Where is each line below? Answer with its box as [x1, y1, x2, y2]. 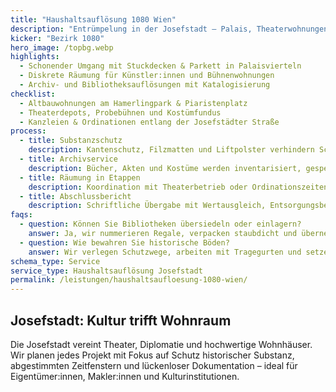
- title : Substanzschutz [19, 136, 123, 146]
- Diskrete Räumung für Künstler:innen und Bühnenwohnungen [19, 71, 275, 81]
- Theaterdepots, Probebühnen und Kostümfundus [19, 107, 222, 118]
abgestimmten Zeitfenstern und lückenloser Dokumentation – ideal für [10, 359, 298, 371]
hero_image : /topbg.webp [10, 42, 114, 53]
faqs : [10, 210, 33, 220]
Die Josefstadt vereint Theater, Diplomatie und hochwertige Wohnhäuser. [10, 338, 313, 350]
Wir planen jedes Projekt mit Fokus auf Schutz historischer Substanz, [10, 349, 295, 361]
